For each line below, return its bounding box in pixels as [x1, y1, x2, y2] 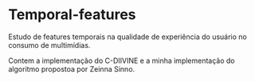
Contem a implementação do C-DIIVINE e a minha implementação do [8, 56, 235, 65]
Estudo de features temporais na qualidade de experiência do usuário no [8, 32, 247, 41]
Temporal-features [8, 6, 137, 24]
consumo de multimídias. [8, 40, 91, 49]
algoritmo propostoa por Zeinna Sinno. [8, 64, 135, 73]
